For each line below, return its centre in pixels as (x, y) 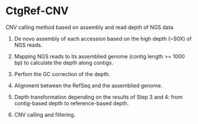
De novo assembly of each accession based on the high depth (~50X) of (103, 38)
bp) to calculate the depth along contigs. (64, 63)
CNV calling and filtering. (45, 115)
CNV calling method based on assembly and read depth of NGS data (90, 27)
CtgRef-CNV (37, 11)
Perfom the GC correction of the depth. (62, 74)
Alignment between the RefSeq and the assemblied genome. (88, 85)
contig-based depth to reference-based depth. (71, 103)
